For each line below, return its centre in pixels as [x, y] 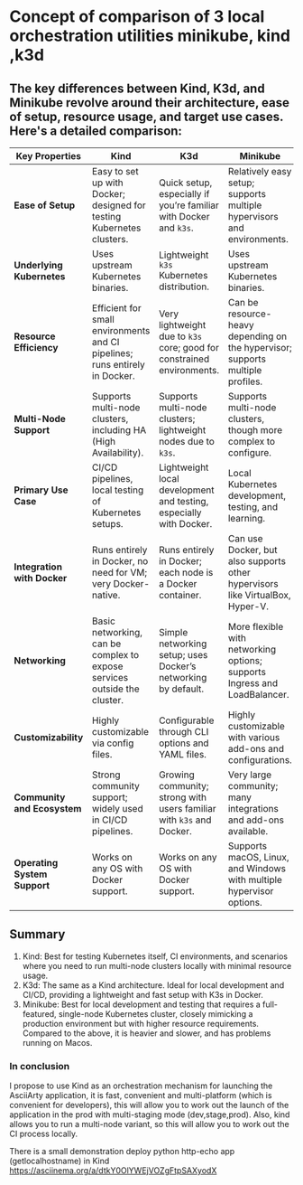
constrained [184, 359]
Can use [245, 538]
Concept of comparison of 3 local [137, 17]
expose [107, 666]
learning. [247, 518]
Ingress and [253, 683]
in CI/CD [110, 820]
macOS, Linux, [259, 857]
